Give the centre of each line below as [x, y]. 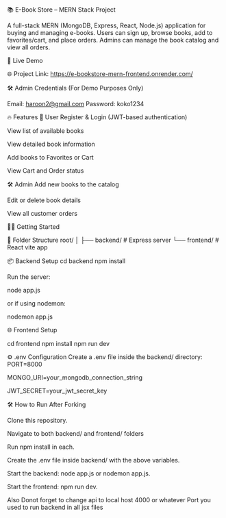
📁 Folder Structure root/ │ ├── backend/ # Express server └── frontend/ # [113, 240]
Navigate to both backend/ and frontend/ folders [75, 433]
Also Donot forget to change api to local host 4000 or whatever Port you [109, 500]
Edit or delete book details [44, 200]
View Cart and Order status [46, 171]
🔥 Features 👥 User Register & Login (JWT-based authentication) [97, 117]
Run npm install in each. [41, 447]
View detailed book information [51, 144]
